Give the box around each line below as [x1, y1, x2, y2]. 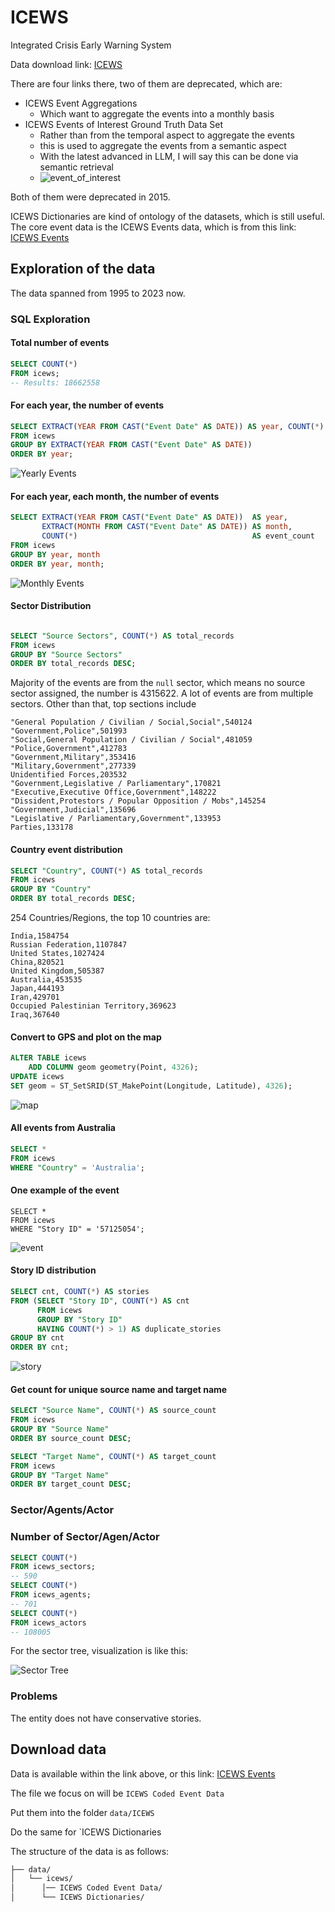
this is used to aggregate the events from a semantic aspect [39, 139, 287, 151]
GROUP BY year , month [10, 549, 101, 560]
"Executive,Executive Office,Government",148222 [10, 787, 217, 798]
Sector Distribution [10, 600, 92, 612]
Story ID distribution [10, 1264, 97, 1276]
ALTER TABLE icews [10, 1053, 87, 1063]
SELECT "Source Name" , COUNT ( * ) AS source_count [10, 1406, 217, 1416]
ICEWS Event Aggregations [24, 97, 138, 109]
